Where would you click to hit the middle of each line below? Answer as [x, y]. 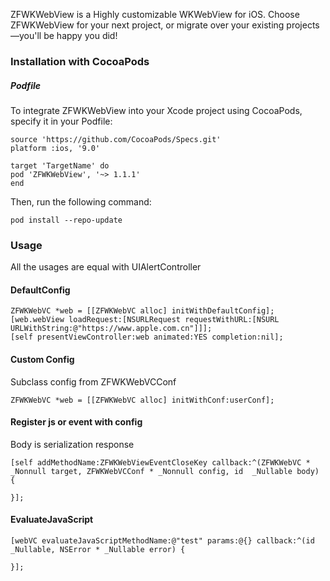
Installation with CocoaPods [80, 61]
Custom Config [42, 359]
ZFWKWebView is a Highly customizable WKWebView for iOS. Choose [155, 14]
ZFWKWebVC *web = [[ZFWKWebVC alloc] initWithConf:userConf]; [142, 400]
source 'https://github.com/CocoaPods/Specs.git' [116, 139]
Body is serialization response [72, 444]
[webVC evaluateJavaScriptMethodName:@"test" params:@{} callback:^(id [162, 541]
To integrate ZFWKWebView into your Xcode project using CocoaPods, [156, 110]
